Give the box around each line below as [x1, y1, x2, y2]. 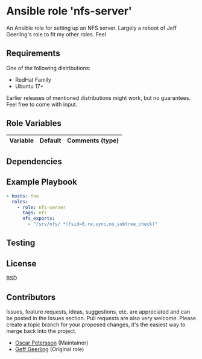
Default [39, 136, 62, 145]
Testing [6, 238, 36, 248]
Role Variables [6, 118, 62, 128]
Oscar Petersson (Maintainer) [14, 339, 89, 346]
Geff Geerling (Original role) [14, 346, 84, 353]
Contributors [6, 292, 56, 302]
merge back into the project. [6, 328, 77, 335]
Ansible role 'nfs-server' [6, 4, 133, 18]
